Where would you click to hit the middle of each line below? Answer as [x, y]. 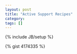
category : [15, 18]
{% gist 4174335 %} [25, 46]
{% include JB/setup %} [29, 37]
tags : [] [14, 23]
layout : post [18, 9]
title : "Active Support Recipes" [39, 14]
